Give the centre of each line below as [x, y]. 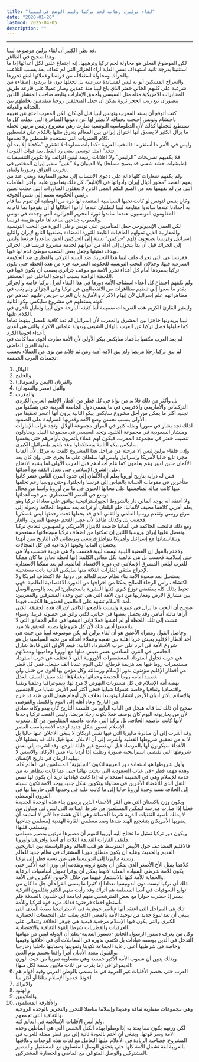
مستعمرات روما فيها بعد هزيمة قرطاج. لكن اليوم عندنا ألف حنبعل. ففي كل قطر [102, 664]
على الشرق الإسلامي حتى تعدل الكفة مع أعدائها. [68, 469]
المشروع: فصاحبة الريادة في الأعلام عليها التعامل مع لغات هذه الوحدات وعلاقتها [101, 1040]
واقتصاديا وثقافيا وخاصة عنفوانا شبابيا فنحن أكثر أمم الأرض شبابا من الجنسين [98, 689]
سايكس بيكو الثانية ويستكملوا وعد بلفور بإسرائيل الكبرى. [77, 445]
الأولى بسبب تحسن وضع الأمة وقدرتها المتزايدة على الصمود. [81, 419]
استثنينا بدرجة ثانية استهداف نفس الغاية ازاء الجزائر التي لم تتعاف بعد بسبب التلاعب [97, 69]
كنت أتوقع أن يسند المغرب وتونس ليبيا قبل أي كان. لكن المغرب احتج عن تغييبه [92, 113]
